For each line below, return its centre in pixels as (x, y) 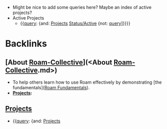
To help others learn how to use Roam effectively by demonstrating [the (87, 82)
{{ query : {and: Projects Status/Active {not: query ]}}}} (75, 23)
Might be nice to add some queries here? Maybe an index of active (82, 7)
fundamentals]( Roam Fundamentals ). (51, 87)
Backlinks (26, 44)
